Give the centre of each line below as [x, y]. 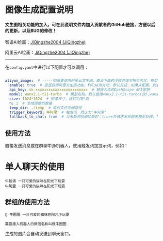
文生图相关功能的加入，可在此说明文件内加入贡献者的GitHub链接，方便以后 [80, 24]
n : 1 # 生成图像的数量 [31, 103]
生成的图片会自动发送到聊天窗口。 [39, 233]
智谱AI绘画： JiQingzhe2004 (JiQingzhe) [45, 42]
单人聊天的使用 [35, 167]
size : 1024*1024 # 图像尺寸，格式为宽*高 [49, 99]
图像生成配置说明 [39, 10]
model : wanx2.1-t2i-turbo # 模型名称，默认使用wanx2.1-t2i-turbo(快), [80, 94]
